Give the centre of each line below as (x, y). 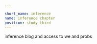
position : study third (28, 23)
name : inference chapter (30, 18)
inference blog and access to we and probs (48, 36)
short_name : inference (28, 14)
